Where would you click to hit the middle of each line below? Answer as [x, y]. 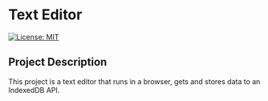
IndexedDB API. [34, 90]
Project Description [58, 62]
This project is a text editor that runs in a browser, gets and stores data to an [134, 81]
